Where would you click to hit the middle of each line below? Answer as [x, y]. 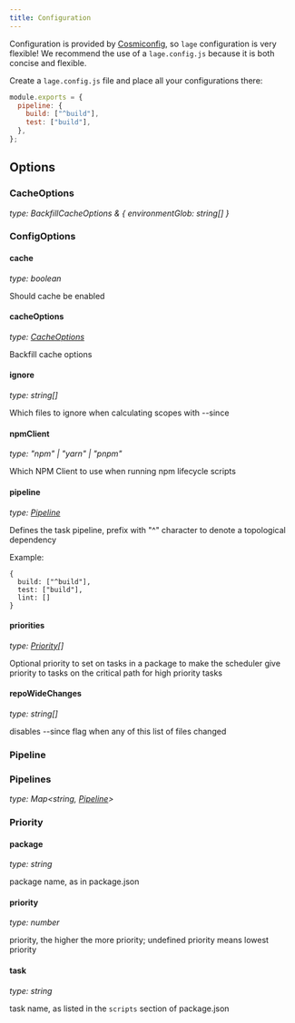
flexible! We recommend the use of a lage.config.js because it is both [142, 53]
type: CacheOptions [47, 336]
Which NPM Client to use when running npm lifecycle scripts [123, 472]
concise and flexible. [48, 63]
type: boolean [35, 278]
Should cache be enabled [57, 296]
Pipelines [30, 779]
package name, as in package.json [74, 882]
